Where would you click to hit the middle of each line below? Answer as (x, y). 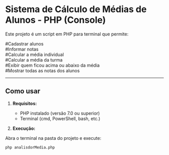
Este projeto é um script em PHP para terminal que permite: (67, 34)
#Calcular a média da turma (34, 60)
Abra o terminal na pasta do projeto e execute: (53, 138)
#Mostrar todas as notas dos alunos (43, 70)
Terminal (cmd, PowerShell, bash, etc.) (60, 118)
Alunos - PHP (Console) (56, 20)
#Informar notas (22, 49)
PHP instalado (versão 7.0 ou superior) (60, 113)
